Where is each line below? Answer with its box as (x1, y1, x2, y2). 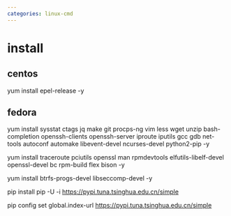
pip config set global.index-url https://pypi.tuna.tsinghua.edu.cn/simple (7, 201, 212, 210)
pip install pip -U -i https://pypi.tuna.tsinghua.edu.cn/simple (7, 187, 179, 196)
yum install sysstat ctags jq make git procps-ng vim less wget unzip (7, 125, 202, 133)
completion (7, 132, 40, 141)
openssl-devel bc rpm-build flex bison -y (7, 161, 126, 169)
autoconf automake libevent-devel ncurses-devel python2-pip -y (22, 140, 210, 148)
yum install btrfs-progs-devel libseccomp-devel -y (7, 174, 153, 183)
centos (7, 68, 38, 80)
